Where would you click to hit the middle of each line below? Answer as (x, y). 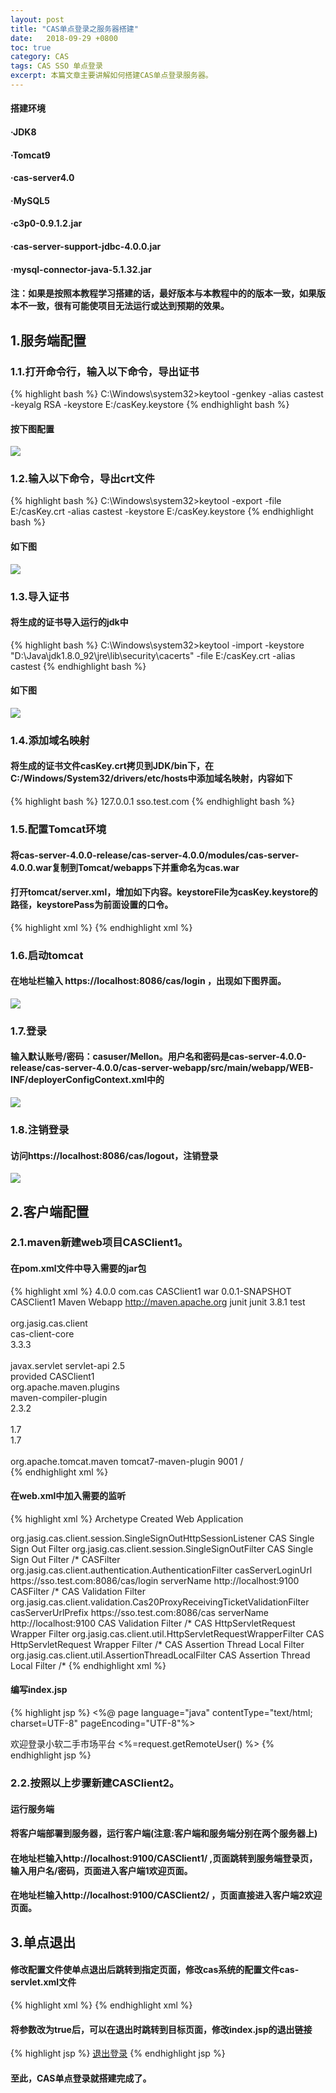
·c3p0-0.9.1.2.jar (46, 223)
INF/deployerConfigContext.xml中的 (87, 1080)
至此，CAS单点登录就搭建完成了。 (81, 2078)
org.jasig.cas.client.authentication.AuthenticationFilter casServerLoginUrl (161, 1570)
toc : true (31, 47)
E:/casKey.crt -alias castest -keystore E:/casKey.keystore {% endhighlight (162, 512)
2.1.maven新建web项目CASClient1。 (99, 1243)
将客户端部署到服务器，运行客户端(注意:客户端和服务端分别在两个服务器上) (164, 1833)
